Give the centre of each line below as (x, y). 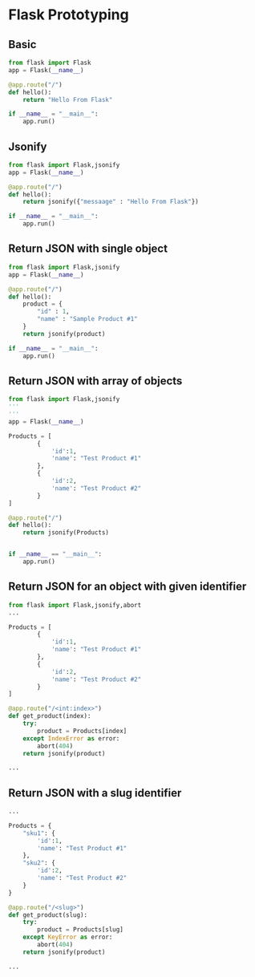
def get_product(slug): (48, 915)
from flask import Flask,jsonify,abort (75, 605)
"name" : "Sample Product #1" (87, 319)
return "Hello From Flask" (68, 99)
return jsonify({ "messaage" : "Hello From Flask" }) (111, 202)
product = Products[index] (82, 731)
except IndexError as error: (71, 738)
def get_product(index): (50, 716)
